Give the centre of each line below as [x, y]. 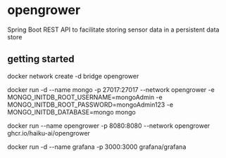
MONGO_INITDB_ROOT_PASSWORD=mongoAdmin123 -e [90, 105]
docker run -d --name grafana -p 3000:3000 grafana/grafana [97, 147]
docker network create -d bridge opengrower [73, 76]
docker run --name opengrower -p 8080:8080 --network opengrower [109, 126]
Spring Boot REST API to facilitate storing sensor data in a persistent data [113, 29]
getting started [41, 59]
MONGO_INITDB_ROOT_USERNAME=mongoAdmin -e [85, 97]
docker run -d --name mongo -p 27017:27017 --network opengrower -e [111, 89]
